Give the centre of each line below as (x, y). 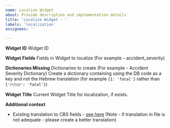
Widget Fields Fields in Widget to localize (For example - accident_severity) (85, 58)
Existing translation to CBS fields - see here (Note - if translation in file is (89, 114)
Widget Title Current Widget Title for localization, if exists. (67, 95)
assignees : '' (20, 29)
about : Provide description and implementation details (66, 15)
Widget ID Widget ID (27, 48)
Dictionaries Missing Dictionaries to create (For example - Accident (77, 68)
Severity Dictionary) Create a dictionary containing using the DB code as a (83, 73)
